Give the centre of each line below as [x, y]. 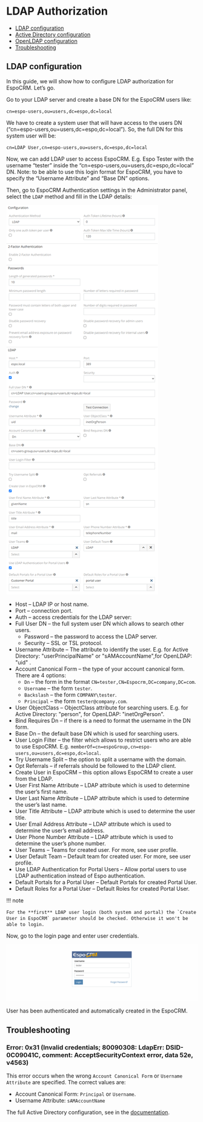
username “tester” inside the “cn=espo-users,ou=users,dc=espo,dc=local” [100, 165]
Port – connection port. [44, 610]
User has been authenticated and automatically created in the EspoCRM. [97, 1011]
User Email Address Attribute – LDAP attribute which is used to [93, 824]
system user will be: [31, 136]
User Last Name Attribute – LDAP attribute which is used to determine [102, 798]
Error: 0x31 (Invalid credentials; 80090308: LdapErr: [85, 1047]
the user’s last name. [41, 804]
